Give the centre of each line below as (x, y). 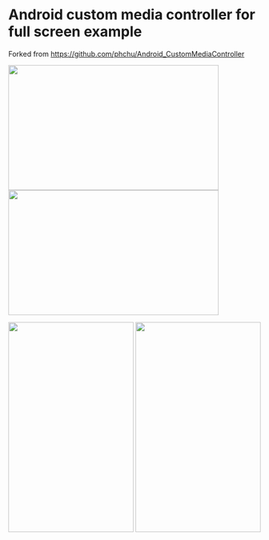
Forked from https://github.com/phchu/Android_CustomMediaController (126, 54)
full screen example (75, 32)
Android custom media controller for (132, 15)
